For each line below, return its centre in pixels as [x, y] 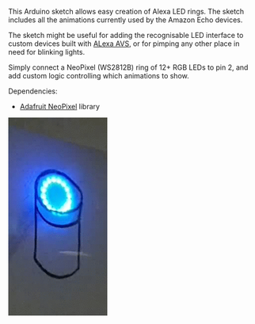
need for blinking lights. [47, 52]
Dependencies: [33, 91]
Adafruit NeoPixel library [60, 107]
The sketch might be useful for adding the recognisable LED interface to [126, 35]
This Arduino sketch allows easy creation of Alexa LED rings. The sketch [126, 11]
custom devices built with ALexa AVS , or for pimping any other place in [124, 44]
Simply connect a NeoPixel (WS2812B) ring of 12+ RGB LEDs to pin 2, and [128, 67]
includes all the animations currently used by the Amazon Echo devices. [126, 20]
